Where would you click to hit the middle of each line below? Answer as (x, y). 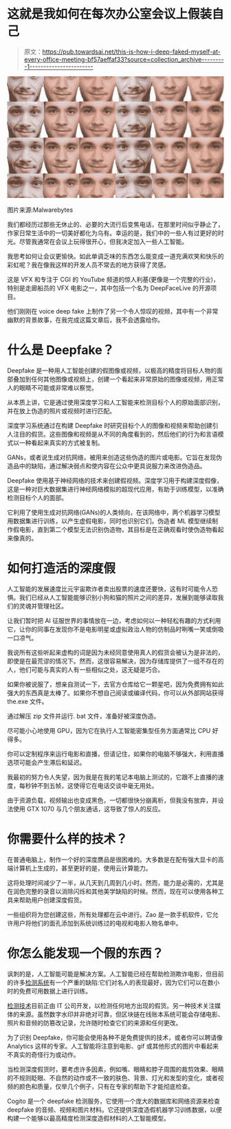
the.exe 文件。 (27, 701)
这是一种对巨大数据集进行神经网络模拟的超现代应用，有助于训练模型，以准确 (115, 490)
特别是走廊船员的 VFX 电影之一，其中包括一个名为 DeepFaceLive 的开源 (109, 288)
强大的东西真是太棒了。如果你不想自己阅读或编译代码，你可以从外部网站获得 (115, 693)
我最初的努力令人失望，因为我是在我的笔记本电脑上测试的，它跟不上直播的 (112, 777)
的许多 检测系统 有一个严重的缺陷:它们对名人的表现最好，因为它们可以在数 (111, 983)
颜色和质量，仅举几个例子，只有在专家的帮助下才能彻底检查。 (106, 1086)
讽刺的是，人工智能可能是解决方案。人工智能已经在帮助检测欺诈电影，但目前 (115, 974)
